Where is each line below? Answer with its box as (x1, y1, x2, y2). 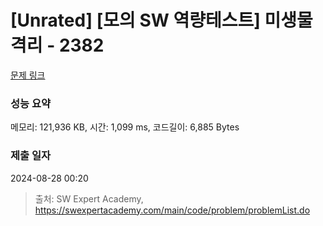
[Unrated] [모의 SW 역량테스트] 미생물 (10, 9, 313, 32)
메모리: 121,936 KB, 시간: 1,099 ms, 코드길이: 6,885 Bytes (10, 121, 240, 133)
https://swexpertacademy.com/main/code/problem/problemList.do (34, 204, 311, 216)
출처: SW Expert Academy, (34, 192, 144, 205)
